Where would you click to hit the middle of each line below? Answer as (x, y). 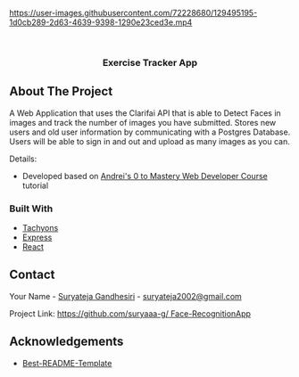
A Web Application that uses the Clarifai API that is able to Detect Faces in (145, 113)
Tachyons (40, 228)
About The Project (61, 91)
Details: (23, 159)
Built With (31, 209)
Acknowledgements (66, 342)
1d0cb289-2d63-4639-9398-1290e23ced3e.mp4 (101, 22)
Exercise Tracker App (150, 62)
